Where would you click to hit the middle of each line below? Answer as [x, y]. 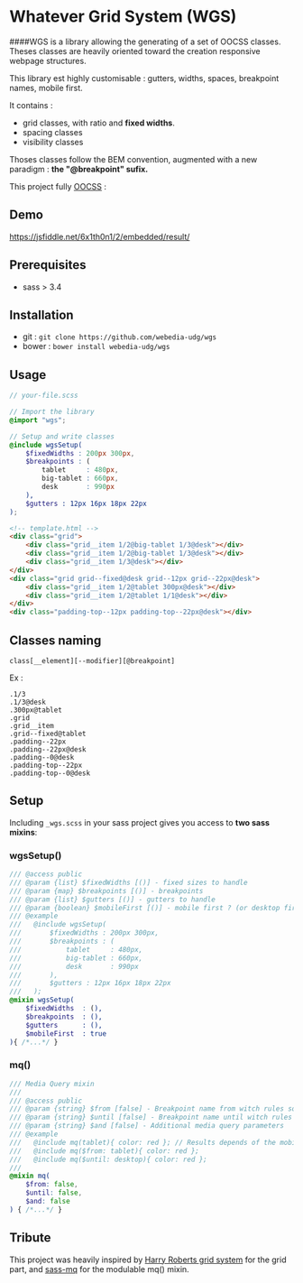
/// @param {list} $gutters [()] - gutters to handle [113, 900]
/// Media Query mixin [52, 1084]
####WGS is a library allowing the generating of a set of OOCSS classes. [145, 42]
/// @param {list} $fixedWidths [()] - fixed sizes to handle [129, 882]
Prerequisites [48, 265]
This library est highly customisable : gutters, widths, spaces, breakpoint [144, 78]
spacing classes [52, 132]
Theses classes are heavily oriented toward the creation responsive [135, 51]
